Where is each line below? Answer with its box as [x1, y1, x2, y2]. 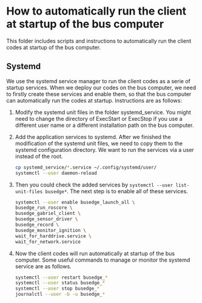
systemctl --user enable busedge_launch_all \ [15, 199, 135, 205]
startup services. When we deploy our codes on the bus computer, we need [6, 84, 196, 91]
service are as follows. [15, 262, 72, 270]
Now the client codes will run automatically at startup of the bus [15, 250, 175, 257]
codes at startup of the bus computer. [6, 44, 101, 51]
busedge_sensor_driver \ [15, 216, 78, 222]
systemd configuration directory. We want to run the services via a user [15, 146, 194, 153]
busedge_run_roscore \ [15, 205, 73, 211]
